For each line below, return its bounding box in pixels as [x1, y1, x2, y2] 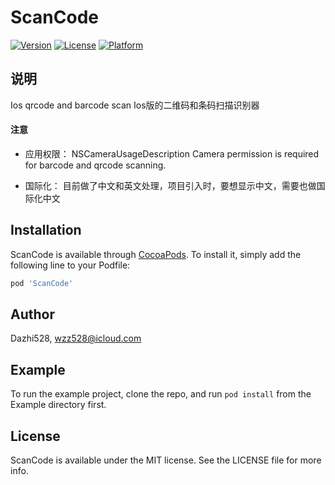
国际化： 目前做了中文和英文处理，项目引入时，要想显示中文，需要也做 [24, 179, 317, 191]
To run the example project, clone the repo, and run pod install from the [10, 388, 312, 400]
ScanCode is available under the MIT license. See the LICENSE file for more [10, 454, 322, 466]
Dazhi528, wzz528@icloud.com [10, 332, 142, 345]
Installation [10, 222, 82, 239]
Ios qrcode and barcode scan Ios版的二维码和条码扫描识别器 [10, 99, 260, 111]
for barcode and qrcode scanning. [24, 159, 167, 171]
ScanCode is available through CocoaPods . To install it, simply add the [10, 248, 302, 260]
